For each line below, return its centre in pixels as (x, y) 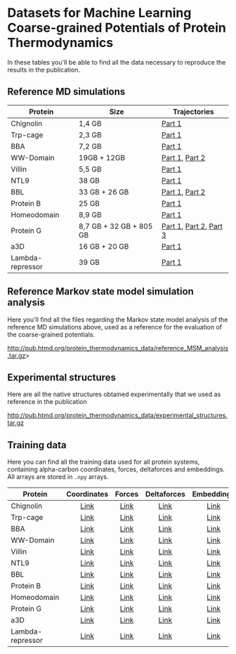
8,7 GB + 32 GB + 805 (116, 226)
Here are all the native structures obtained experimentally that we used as (114, 394)
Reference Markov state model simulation (101, 292)
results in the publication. (44, 70)
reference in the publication (47, 402)
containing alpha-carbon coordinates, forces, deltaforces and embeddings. (116, 469)
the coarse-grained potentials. (51, 334)
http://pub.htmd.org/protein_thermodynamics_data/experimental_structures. (118, 415)
